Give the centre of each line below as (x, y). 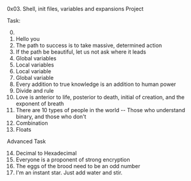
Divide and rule (35, 90)
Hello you (28, 39)
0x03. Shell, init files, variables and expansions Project (75, 9)
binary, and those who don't (51, 116)
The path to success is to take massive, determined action (89, 45)
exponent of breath (40, 104)
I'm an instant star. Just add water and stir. (69, 172)
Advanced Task (26, 141)
